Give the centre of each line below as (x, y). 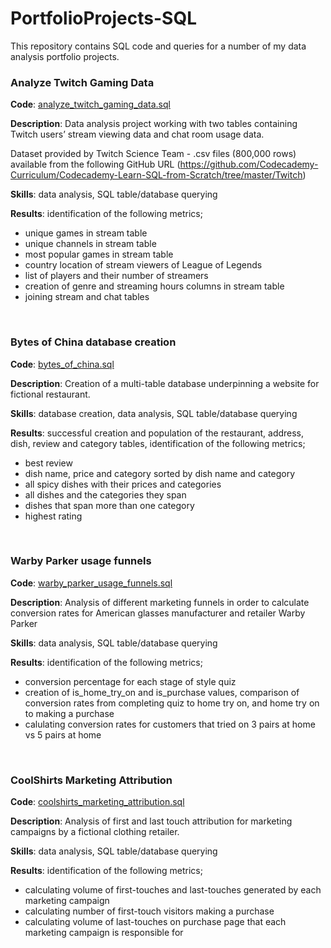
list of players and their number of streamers (116, 276)
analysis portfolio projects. (65, 56)
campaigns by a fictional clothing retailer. (95, 832)
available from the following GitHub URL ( (95, 164)
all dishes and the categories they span (105, 494)
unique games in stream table (86, 233)
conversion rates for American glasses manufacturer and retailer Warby (158, 613)
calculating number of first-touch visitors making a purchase (149, 911)
